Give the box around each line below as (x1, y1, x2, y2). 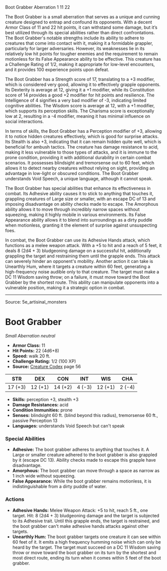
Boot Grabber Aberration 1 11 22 (5, 4, 71, 10)
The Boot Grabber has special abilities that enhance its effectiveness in (5, 185, 151, 191)
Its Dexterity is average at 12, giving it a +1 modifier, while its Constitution (5, 87, 155, 92)
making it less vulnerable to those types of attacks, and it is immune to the (5, 149, 158, 155)
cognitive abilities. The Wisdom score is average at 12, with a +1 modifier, (5, 103, 155, 108)
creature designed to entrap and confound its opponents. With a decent (5, 19, 153, 25)
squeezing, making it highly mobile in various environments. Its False (5, 212, 146, 218)
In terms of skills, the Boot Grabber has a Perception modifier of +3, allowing (5, 128, 162, 134)
